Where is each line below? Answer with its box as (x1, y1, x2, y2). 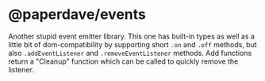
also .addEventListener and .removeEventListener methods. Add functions (8, 48, 252, 57)
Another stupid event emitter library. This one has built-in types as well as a (8, 31, 255, 41)
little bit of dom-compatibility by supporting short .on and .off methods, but (8, 39, 258, 49)
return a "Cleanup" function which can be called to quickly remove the (8, 57, 239, 66)
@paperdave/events (8, 6, 147, 24)
